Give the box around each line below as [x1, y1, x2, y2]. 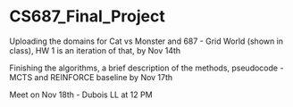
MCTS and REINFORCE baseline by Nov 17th [9, 71, 173, 82]
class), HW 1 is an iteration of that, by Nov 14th [9, 45, 181, 55]
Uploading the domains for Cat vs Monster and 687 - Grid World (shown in [9, 36, 284, 46]
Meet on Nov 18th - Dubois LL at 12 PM [9, 89, 154, 100]
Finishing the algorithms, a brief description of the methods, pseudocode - [9, 62, 284, 73]
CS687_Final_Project [9, 6, 165, 27]
